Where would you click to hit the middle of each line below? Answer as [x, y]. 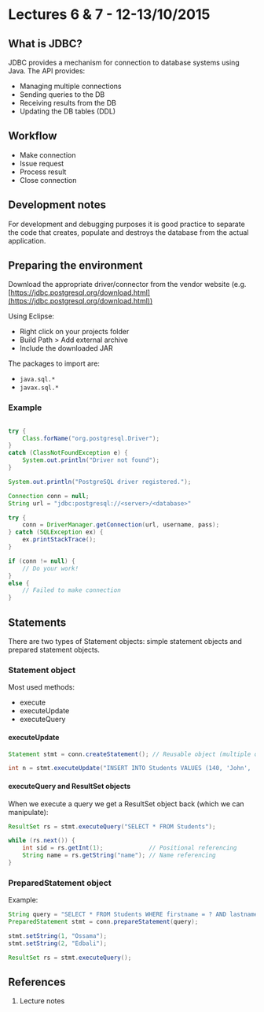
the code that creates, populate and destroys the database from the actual [128, 232]
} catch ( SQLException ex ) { [56, 532]
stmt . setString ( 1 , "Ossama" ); [58, 936]
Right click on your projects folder [74, 332]
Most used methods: [41, 687]
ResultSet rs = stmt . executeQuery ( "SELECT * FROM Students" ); [112, 826]
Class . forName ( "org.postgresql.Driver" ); [91, 438]
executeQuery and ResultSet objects [70, 786]
